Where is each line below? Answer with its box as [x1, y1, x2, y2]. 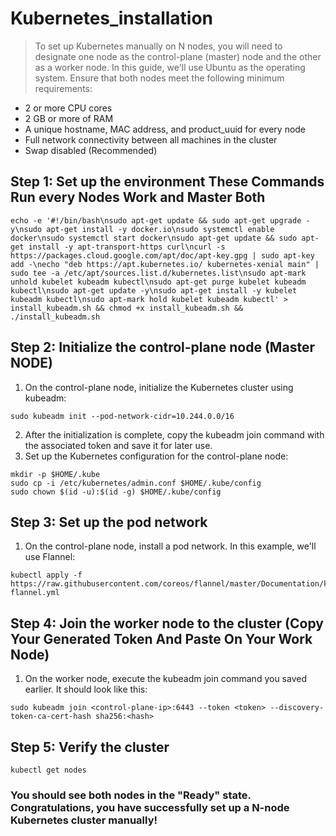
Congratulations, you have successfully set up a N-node [10, 800, 290, 814]
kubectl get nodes [10, 765, 87, 775]
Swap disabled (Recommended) [24, 144, 158, 156]
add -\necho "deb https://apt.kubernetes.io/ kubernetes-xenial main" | [10, 259, 320, 269]
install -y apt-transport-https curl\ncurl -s [28, 242, 226, 252]
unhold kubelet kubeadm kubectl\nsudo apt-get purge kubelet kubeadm [10, 277, 307, 287]
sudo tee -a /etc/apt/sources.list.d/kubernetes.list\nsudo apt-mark [10, 268, 307, 278]
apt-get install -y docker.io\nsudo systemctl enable [46, 224, 275, 234]
